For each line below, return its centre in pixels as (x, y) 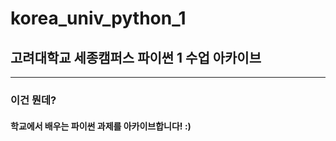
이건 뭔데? (33, 100)
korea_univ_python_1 (98, 18)
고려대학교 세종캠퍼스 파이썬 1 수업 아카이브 (136, 57)
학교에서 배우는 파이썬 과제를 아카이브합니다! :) (101, 126)
